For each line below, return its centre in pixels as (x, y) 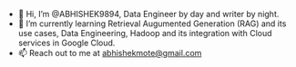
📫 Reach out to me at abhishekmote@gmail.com (110, 53)
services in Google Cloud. (66, 43)
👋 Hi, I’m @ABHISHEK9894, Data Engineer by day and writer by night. (148, 14)
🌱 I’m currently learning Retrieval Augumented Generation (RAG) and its (152, 24)
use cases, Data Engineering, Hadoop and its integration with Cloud (145, 33)
